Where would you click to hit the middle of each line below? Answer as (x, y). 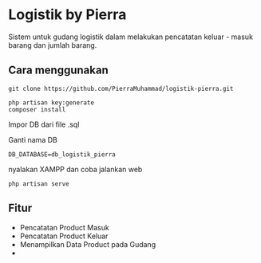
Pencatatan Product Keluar (64, 236)
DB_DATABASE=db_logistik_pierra (62, 154)
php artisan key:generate (51, 102)
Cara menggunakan (59, 71)
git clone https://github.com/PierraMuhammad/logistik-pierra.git (121, 88)
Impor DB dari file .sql (44, 124)
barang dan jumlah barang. (53, 45)
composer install (37, 109)
